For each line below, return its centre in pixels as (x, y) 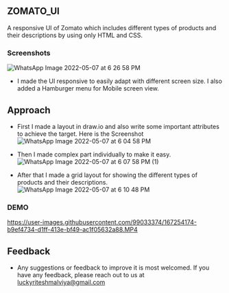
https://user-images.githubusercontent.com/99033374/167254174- (102, 222)
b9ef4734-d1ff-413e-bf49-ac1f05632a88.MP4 (73, 230)
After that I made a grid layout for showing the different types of (107, 175)
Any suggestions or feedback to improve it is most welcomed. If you (113, 268)
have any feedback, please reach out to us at (81, 275)
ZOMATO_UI (33, 11)
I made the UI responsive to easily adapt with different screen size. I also (120, 81)
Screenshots (29, 53)
